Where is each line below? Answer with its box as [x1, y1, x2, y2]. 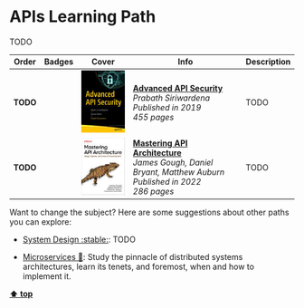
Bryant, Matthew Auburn [132, 167, 224, 178]
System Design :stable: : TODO [22, 234, 136, 245]
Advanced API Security [132, 82, 223, 93]
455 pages [132, 111, 175, 122]
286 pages [132, 186, 175, 197]
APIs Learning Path [9, 6, 157, 27]
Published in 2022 [132, 177, 202, 187]
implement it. [22, 270, 71, 282]
